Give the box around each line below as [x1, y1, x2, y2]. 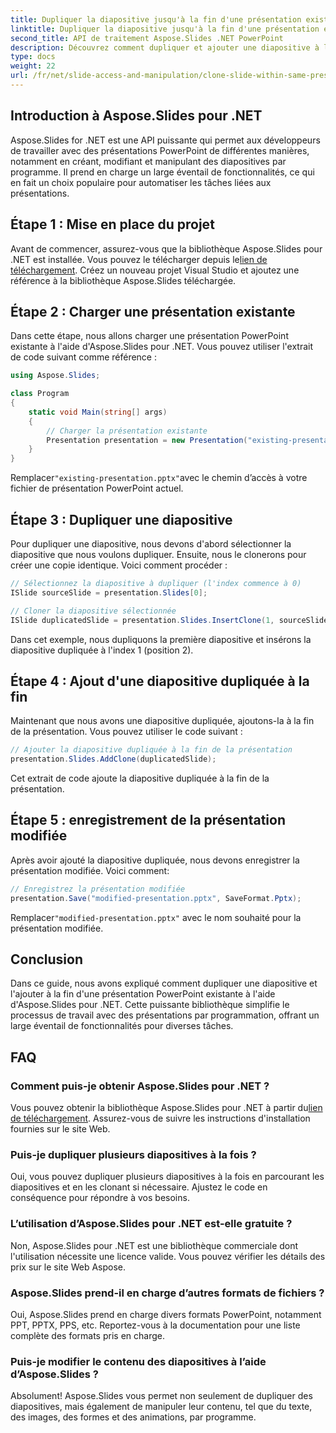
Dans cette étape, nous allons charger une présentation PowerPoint [10, 330, 289, 342]
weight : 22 [10, 61, 56, 71]
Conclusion [10, 951, 84, 968]
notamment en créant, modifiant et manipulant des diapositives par [10, 155, 287, 167]
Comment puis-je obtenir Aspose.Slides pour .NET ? [10, 1079, 270, 1093]
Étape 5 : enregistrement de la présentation [10, 812, 287, 829]
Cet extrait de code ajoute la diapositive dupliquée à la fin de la [10, 772, 270, 785]
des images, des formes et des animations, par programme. [10, 1411, 257, 1423]
